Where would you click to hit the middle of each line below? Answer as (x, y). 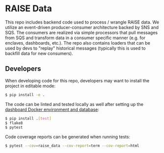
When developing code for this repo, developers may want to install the (77, 80)
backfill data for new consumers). (39, 53)
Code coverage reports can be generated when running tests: (68, 137)
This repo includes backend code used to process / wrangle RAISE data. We (82, 22)
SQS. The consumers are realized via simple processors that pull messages (82, 32)
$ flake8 (14, 123)
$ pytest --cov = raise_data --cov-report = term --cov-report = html (72, 146)
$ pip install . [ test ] (28, 118)
